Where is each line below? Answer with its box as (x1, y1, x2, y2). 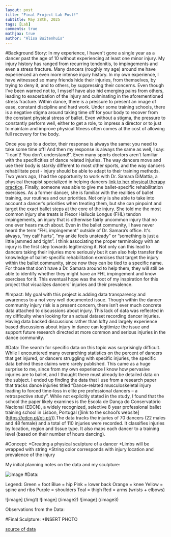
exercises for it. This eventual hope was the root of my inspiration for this (5, 276, 159, 282)
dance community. (5, 334, 44, 341)
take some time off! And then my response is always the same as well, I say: (5, 146, 165, 152)
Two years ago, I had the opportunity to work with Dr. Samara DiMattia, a (5, 173, 158, 179)
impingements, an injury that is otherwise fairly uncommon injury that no (5, 216, 157, 222)
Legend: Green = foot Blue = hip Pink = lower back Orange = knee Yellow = (5, 481, 163, 487)
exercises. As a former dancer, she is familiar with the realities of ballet (5, 189, 154, 195)
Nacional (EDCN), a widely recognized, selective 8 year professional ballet (5, 404, 161, 410)
